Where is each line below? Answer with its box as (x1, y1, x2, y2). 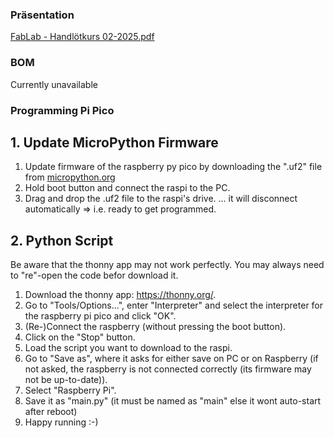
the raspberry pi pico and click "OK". (24, 310, 177, 322)
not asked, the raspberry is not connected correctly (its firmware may (24, 363, 312, 375)
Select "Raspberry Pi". (24, 384, 117, 397)
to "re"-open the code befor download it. (10, 269, 179, 282)
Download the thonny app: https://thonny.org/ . (24, 289, 217, 301)
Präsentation (10, 8, 75, 22)
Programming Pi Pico (10, 103, 115, 117)
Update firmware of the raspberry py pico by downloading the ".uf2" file (24, 161, 323, 173)
